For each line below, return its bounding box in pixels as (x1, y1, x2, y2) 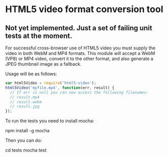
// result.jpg (10, 104, 40, 109)
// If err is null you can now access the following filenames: (10, 90, 149, 95)
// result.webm (10, 99, 42, 104)
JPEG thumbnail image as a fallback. (5, 61, 82, 67)
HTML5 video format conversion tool (5, 4, 163, 15)
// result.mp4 (10, 94, 40, 99)
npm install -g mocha (5, 128, 50, 134)
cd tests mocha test (5, 147, 47, 153)
